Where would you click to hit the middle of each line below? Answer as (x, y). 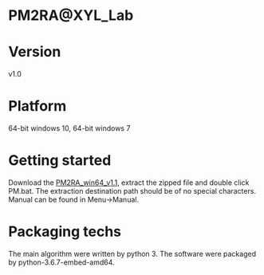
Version (35, 52)
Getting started (60, 161)
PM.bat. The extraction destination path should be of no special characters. (132, 191)
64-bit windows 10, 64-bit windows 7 (69, 128)
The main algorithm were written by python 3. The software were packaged (132, 253)
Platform (37, 106)
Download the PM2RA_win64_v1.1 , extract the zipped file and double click (129, 183)
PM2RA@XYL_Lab (71, 16)
